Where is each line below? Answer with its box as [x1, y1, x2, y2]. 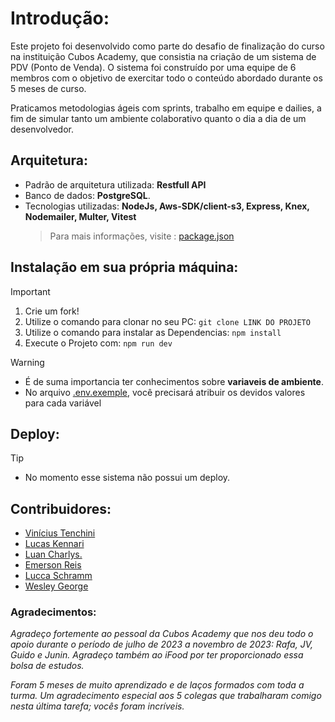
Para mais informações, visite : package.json [49, 230, 235, 242]
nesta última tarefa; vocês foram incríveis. [10, 700, 185, 712]
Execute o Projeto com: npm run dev [24, 337, 173, 349]
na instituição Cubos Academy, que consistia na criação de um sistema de [10, 50, 317, 62]
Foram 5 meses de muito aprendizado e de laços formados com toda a [10, 679, 305, 691]
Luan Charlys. [24, 548, 83, 561]
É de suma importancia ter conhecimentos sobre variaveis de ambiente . [24, 375, 324, 387]
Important [10, 285, 51, 297]
